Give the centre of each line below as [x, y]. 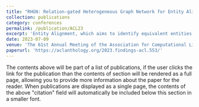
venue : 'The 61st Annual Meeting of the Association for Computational [96, 45]
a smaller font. [24, 99]
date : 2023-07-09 [28, 39]
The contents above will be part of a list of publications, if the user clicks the [99, 67]
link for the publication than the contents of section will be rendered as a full [99, 73]
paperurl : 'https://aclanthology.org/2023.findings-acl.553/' [84, 51]
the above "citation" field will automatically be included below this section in [99, 92]
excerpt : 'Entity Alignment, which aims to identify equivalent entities [99, 34]
